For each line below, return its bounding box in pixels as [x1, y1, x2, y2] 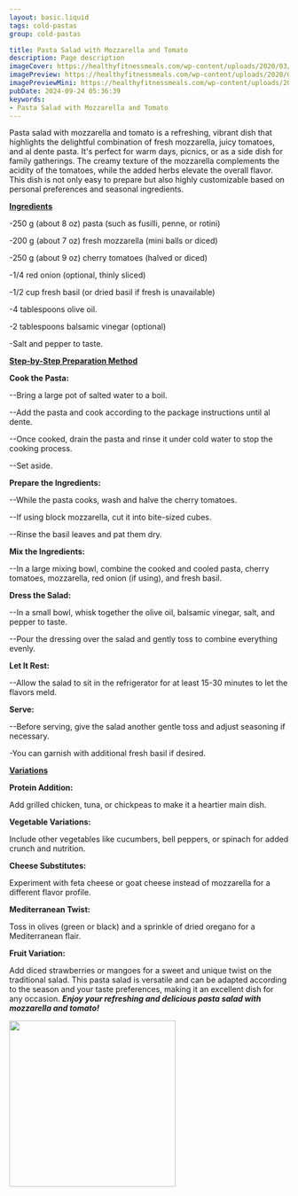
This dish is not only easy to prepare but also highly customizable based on [9, 175, 286, 185]
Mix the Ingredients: [9, 546, 86, 557]
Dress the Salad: [9, 590, 72, 601]
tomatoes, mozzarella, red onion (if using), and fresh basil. [9, 573, 223, 583]
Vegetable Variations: [9, 817, 91, 827]
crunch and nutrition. [9, 843, 86, 854]
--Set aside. [9, 460, 53, 471]
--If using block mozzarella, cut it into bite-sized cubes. [9, 512, 212, 523]
